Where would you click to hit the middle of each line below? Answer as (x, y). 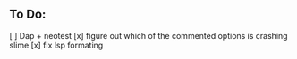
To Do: (28, 15)
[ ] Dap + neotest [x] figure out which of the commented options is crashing (148, 35)
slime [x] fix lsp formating (56, 45)
